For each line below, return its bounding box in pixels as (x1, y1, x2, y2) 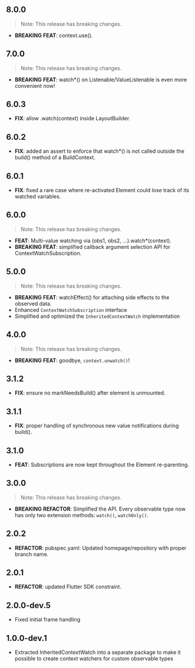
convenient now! (14, 82, 55, 89)
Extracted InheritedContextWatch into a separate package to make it (14, 649, 181, 656)
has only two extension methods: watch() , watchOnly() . (14, 511, 149, 518)
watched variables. (14, 193, 61, 200)
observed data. (14, 300, 52, 307)
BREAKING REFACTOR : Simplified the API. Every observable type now (14, 505, 186, 512)
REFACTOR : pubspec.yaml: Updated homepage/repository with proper (14, 544, 187, 551)
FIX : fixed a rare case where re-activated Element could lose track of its (14, 187, 190, 194)
